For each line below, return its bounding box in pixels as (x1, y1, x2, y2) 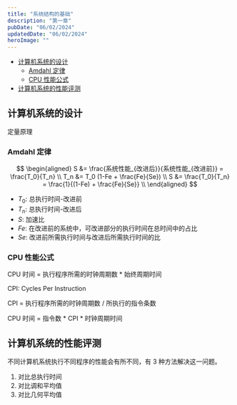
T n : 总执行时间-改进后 (17, 205, 82, 215)
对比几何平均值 (17, 390, 62, 399)
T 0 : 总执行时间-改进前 (17, 195, 82, 205)
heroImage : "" (7, 37, 50, 44)
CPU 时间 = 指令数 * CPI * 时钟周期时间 (7, 314, 123, 323)
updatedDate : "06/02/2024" (7, 30, 88, 38)
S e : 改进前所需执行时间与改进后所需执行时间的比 (17, 232, 161, 241)
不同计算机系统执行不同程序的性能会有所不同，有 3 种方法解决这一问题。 (7, 357, 221, 366)
